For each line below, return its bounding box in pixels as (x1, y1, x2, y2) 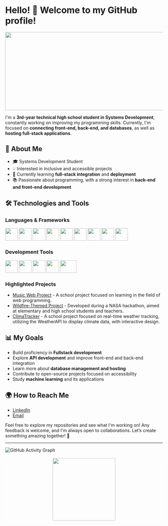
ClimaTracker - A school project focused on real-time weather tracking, (12, 313, 159, 319)
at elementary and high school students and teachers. (12, 308, 124, 314)
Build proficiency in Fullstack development (12, 349, 102, 355)
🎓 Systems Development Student (12, 158, 83, 164)
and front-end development (12, 184, 71, 190)
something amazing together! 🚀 (5, 432, 70, 438)
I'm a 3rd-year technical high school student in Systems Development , (5, 114, 155, 120)
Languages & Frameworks (5, 217, 70, 224)
